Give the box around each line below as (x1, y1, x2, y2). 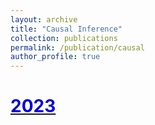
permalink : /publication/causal (10, 42, 145, 53)
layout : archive (10, 14, 78, 25)
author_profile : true (10, 52, 101, 62)
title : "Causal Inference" (10, 24, 123, 34)
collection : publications (10, 33, 118, 43)
